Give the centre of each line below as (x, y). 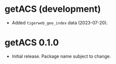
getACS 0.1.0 (32, 43)
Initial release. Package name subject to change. (61, 56)
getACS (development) (53, 9)
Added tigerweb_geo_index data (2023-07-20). (60, 23)
